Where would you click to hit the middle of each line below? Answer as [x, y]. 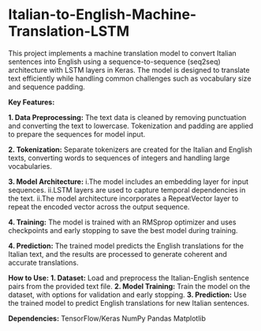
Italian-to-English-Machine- [103, 15]
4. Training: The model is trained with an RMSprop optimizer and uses [122, 222]
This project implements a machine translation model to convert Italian [122, 53]
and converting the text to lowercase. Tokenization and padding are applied [131, 126]
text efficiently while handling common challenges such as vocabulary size [130, 78]
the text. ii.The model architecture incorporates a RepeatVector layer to [123, 198]
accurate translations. [43, 262]
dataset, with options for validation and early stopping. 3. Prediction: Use [127, 295]
